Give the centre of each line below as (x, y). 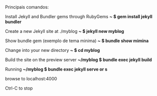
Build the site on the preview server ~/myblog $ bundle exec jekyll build (78, 60)
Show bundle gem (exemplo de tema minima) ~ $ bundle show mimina (77, 41)
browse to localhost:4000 (31, 79)
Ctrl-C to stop (19, 88)
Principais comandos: (27, 7)
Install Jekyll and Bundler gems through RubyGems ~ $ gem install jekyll (79, 16)
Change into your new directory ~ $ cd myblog (52, 50)
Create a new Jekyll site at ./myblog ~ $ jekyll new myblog (65, 31)
